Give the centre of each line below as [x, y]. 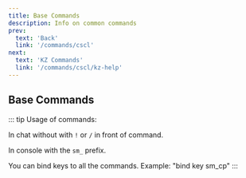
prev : [17, 30]
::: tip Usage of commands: [53, 119]
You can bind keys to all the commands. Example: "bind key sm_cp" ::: [123, 165]
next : [17, 53]
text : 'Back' [37, 38]
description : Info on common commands [72, 23]
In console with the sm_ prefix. [57, 150]
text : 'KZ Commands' [49, 61]
